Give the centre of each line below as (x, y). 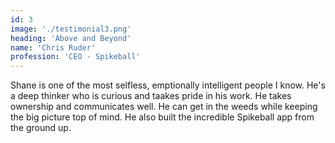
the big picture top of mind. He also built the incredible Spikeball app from (162, 117)
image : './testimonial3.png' (71, 29)
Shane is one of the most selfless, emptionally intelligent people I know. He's (168, 85)
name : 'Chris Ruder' (53, 47)
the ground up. (41, 128)
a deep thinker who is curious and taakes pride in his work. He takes (151, 96)
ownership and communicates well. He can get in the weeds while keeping (164, 107)
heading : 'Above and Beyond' (71, 38)
